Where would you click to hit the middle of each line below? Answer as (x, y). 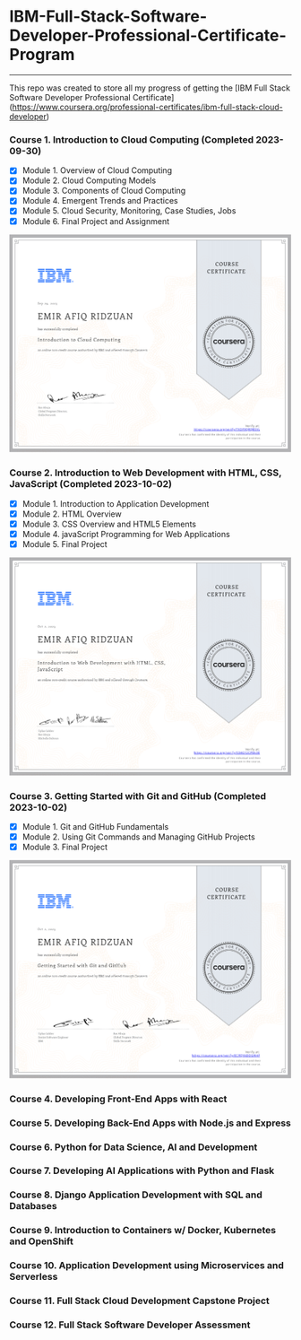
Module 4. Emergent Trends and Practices (100, 201)
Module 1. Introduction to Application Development (116, 503)
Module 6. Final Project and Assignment (96, 221)
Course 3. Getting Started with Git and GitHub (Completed (138, 796)
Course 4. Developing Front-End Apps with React (118, 1099)
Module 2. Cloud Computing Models (89, 180)
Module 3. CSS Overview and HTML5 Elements (109, 524)
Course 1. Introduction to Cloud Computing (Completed (132, 139)
